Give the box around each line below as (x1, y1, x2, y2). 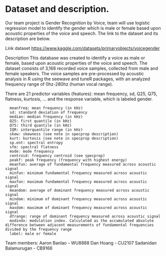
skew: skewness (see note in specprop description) (9, 131, 119, 137)
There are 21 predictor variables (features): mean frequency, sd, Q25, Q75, (5, 91, 158, 97)
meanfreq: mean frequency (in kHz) (9, 105, 83, 110)
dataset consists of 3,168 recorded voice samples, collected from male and (5, 65, 159, 71)
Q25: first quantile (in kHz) (9, 118, 72, 123)
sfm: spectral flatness (9, 145, 58, 150)
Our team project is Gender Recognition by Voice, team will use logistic (5, 20, 150, 26)
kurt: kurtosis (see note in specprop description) (9, 136, 119, 141)
